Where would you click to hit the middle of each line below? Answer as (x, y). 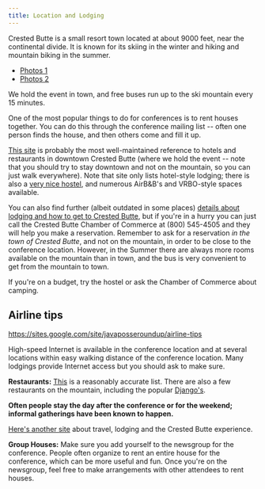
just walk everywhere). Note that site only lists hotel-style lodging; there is (129, 175)
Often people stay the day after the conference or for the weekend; (121, 406)
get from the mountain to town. (59, 266)
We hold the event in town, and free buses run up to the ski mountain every (131, 94)
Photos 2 (34, 78)
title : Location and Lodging (56, 15)
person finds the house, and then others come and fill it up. (105, 135)
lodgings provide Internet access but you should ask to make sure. (117, 366)
